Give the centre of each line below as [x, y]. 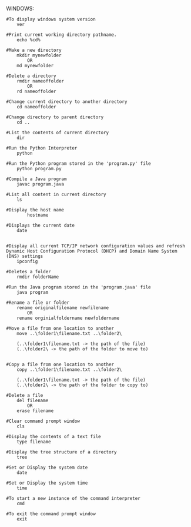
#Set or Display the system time [47, 483]
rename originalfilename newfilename [63, 308]
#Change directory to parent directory [55, 117]
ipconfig [27, 261]
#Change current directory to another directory [67, 102]
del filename [33, 400]
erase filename [35, 411]
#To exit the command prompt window [51, 514]
